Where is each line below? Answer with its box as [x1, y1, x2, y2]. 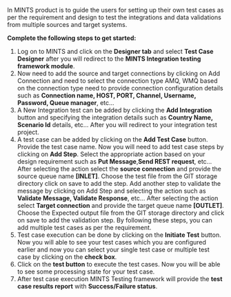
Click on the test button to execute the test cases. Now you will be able [17, 260, 221, 268]
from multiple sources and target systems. [7, 21, 128, 28]
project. [17, 128, 39, 136]
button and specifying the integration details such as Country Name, [17, 113, 213, 122]
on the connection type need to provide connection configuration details [17, 84, 223, 92]
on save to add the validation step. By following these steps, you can [17, 216, 212, 224]
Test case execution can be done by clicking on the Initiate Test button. [17, 231, 222, 239]
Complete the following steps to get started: [7, 34, 137, 42]
